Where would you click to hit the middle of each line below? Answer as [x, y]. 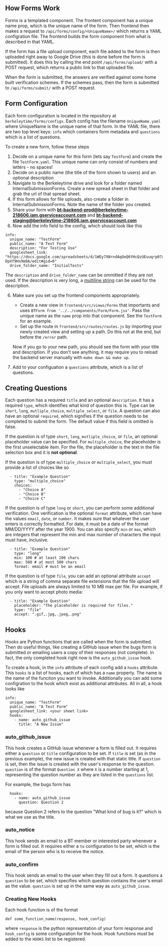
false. [11, 427]
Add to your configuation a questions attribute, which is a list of [78, 367]
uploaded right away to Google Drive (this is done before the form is [75, 57]
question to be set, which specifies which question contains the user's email [84, 881]
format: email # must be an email [50, 567]
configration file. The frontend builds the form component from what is [78, 36]
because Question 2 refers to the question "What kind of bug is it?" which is [83, 812]
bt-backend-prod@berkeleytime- [93, 210]
